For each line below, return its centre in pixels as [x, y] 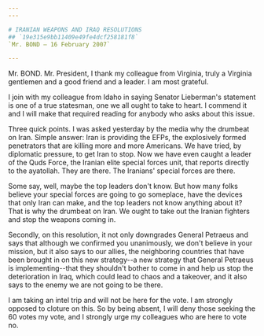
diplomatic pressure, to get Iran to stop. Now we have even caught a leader [130, 154]
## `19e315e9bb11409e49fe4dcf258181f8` [73, 37]
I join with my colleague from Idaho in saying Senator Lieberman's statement [132, 97]
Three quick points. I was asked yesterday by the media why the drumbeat [129, 129]
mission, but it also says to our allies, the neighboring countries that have [126, 252]
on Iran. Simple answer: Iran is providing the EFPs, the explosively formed [127, 138]
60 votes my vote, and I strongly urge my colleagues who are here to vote [128, 317]
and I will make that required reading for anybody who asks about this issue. [132, 114]
